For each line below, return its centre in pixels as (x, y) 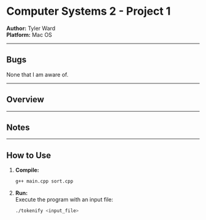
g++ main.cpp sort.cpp (44, 181)
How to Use (29, 155)
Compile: (27, 170)
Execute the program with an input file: (64, 200)
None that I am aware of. (37, 74)
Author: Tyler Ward (31, 28)
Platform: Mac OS (29, 34)
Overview (25, 100)
